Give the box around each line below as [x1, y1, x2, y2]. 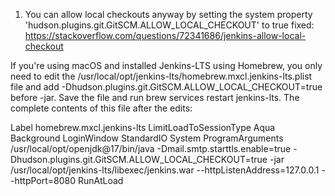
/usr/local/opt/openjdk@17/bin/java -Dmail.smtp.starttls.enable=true [10, 143, 292, 154]
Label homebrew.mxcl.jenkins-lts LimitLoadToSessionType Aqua [10, 122, 276, 133]
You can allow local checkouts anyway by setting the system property [24, 9, 313, 20]
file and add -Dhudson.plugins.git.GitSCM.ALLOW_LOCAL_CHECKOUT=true [10, 81, 323, 93]
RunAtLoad [77, 175, 124, 186]
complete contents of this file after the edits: [10, 102, 193, 114]
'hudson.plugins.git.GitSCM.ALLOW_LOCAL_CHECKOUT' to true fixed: [24, 19, 315, 31]
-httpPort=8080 [10, 175, 77, 186]
